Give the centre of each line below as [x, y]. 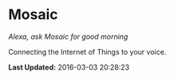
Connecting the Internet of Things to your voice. [87, 51]
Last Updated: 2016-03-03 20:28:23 [69, 67]
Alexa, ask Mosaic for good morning [68, 36]
